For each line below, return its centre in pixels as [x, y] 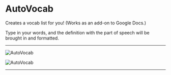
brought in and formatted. [32, 38]
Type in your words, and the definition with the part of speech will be [77, 32]
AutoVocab [29, 9]
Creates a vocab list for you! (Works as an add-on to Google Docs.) [76, 23]
